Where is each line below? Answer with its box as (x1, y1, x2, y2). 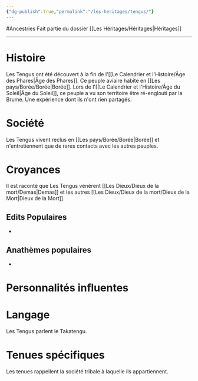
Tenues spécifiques (6, 349, 105, 362)
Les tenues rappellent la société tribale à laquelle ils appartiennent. (6, 368, 169, 375)
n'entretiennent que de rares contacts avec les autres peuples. (6, 142, 159, 149)
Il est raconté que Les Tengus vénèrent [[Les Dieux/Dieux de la (6, 183, 159, 190)
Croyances (6, 163, 61, 176)
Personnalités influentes (6, 281, 128, 295)
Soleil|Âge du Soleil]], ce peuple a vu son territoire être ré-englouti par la (6, 89, 183, 96)
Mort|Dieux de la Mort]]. (6, 195, 65, 202)
